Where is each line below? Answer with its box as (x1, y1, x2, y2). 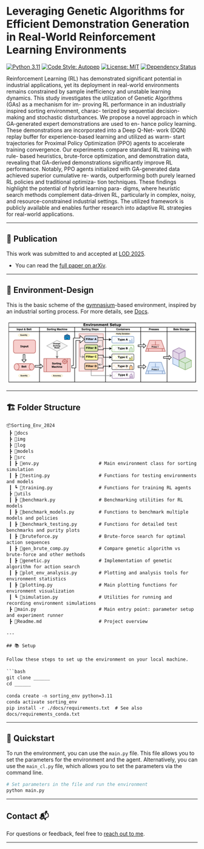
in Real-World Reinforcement (6, 30, 156, 44)
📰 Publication (6, 234, 58, 244)
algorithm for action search (6, 563, 80, 569)
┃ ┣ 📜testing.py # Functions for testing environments (8, 472, 197, 478)
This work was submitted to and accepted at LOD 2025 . (6, 250, 146, 257)
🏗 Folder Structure (6, 402, 81, 413)
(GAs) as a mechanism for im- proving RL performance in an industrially (6, 100, 186, 108)
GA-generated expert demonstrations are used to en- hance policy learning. (6, 120, 197, 127)
